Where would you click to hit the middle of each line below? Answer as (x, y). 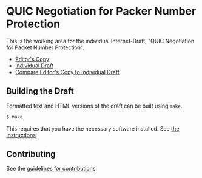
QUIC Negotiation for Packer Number (101, 11)
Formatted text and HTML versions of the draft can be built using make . (94, 106)
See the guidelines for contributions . (52, 169)
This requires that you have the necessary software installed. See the (93, 128)
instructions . (22, 135)
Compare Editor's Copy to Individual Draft (67, 72)
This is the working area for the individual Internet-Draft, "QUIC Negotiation (100, 41)
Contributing (31, 154)
